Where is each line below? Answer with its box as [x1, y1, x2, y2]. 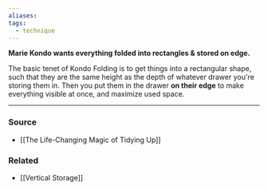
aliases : [8, 11, 37, 20]
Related [8, 155, 39, 166]
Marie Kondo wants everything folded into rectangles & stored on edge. [8, 49, 250, 58]
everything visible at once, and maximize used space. [8, 89, 185, 99]
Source [8, 117, 37, 128]
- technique [15, 26, 56, 34]
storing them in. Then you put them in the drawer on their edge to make [8, 81, 245, 90]
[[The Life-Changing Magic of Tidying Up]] [19, 135, 161, 144]
